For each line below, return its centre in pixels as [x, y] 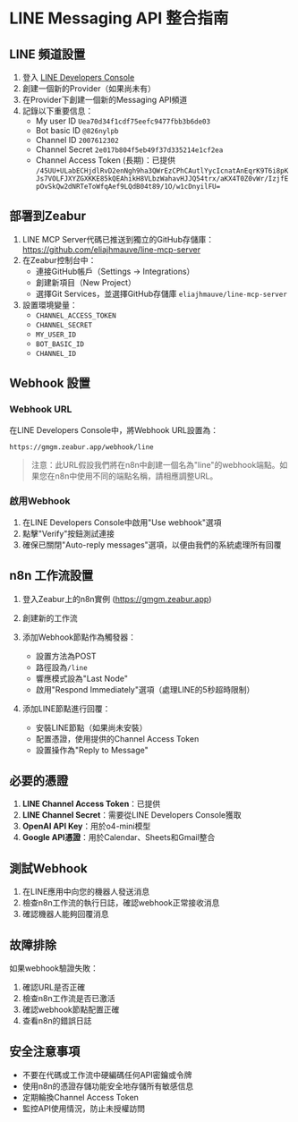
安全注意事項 [45, 1052]
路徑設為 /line [61, 667]
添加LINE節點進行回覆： [66, 709]
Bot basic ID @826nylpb [77, 130]
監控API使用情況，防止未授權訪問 [84, 1108]
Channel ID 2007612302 [77, 140]
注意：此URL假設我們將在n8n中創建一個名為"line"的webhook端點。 [155, 464]
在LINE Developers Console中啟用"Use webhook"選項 [122, 522]
